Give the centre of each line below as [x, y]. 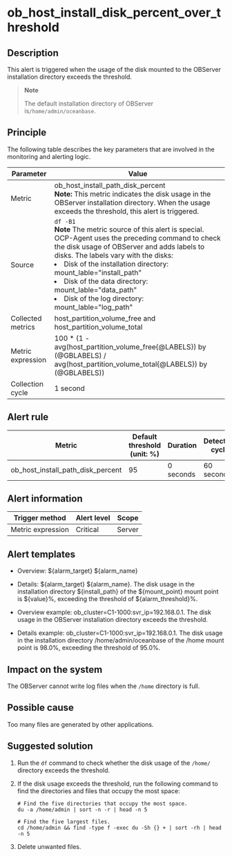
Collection [27, 383]
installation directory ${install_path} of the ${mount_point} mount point [118, 591]
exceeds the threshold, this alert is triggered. [127, 211]
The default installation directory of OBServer [89, 104]
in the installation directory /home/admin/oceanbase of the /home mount [120, 640]
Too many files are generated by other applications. [80, 724]
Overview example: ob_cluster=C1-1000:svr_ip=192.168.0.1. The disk [114, 612]
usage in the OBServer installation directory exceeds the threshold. [113, 620]
